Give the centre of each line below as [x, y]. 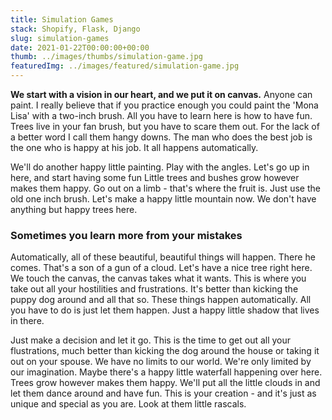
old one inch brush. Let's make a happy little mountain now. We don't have [163, 199]
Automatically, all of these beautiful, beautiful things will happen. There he [163, 257]
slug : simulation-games [60, 38]
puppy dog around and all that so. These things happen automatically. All [161, 300]
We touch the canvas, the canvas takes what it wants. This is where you [158, 278]
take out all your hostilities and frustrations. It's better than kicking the [154, 289]
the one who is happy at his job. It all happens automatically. [134, 147]
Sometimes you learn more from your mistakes [126, 235]
